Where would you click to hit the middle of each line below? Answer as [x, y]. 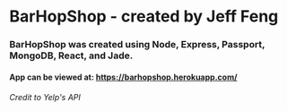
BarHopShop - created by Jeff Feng [144, 17]
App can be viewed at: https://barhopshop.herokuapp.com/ [123, 77]
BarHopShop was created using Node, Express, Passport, [137, 45]
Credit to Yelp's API [45, 98]
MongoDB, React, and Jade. [71, 55]
